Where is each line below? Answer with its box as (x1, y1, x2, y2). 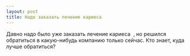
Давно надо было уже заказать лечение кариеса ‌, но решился (6, 30, 167, 37)
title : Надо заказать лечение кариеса (6, 14, 102, 20)
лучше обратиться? (6, 42, 56, 50)
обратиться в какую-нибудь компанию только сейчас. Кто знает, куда (6, 37, 185, 44)
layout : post (6, 8, 38, 15)
